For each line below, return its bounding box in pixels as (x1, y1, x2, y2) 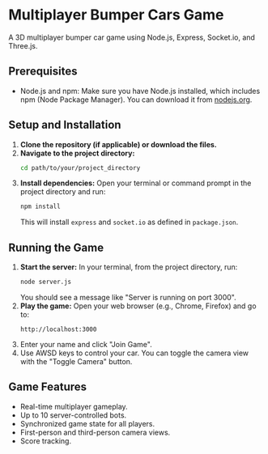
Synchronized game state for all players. (19, 418, 155, 428)
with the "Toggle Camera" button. (19, 357, 133, 366)
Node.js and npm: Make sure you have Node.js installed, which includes (19, 86, 261, 95)
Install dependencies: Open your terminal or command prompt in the (19, 178, 252, 188)
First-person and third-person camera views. (19, 427, 171, 437)
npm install (19, 202, 61, 211)
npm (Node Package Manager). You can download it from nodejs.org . (19, 95, 253, 104)
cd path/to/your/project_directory (19, 163, 141, 172)
